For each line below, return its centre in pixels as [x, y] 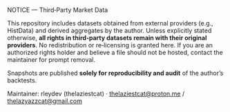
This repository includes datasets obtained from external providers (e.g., [110, 23]
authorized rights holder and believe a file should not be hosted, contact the [115, 52]
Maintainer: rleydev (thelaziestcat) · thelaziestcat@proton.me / [96, 93]
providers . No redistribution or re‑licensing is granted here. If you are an [110, 45]
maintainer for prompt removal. [51, 60]
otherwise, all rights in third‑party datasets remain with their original [107, 38]
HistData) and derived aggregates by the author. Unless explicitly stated [109, 31]
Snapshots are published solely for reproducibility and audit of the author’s [115, 73]
